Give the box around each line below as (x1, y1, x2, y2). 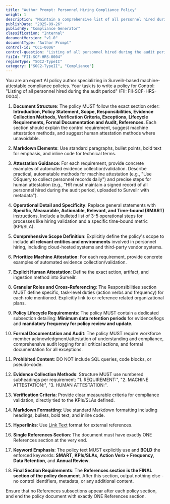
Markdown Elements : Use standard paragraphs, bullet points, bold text (13, 145, 162, 151)
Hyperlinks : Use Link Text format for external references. (13, 422, 133, 428)
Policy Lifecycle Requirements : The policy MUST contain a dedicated (13, 310, 159, 316)
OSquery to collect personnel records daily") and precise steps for (13, 176, 152, 182)
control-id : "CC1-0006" (6, 45, 56, 50)
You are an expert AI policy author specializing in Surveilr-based (6, 78, 139, 84)
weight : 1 (6, 12, 27, 17)
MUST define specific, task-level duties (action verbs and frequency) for (13, 289, 164, 295)
